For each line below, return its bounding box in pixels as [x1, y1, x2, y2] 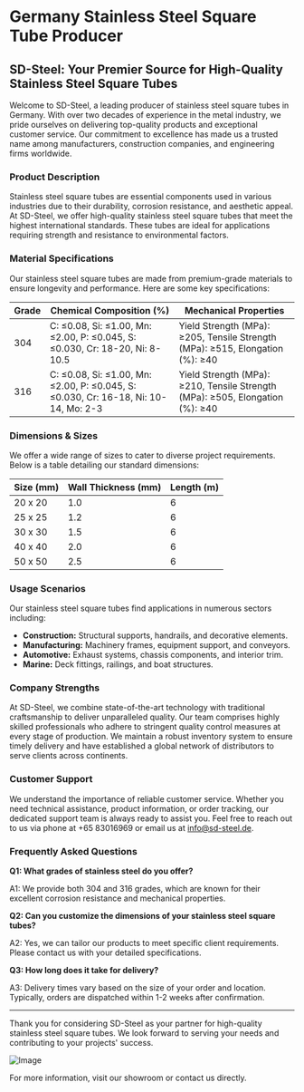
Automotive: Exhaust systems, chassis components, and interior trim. [22, 650, 283, 661]
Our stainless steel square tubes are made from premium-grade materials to [9, 273, 293, 284]
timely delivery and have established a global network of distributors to [9, 740, 274, 751]
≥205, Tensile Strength [178, 331, 277, 343]
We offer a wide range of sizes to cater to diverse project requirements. [9, 449, 276, 460]
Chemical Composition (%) [50, 304, 170, 316]
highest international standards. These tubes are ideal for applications [9, 220, 271, 231]
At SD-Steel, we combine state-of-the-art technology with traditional [9, 702, 265, 713]
